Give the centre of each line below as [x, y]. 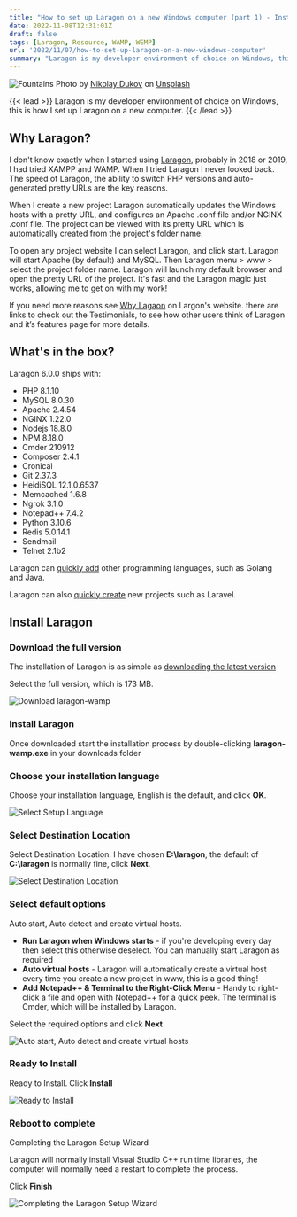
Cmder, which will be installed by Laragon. [99, 1006]
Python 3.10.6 [46, 522]
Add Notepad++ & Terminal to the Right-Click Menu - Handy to [139, 987]
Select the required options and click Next [86, 1024]
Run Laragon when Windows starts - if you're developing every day [147, 940]
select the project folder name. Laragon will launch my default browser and [146, 269]
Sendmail [39, 541]
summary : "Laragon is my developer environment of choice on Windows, [142, 59]
